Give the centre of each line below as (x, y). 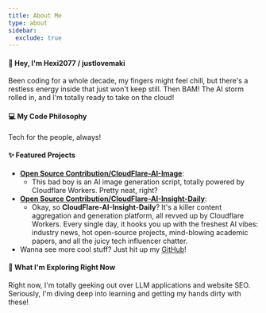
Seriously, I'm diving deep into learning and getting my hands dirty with (125, 294)
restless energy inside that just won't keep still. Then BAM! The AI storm (126, 89)
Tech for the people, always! (55, 137)
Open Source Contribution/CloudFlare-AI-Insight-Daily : (113, 199)
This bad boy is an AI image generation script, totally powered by (138, 182)
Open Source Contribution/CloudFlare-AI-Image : (102, 173)
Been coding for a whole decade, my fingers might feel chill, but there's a (128, 81)
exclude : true (39, 38)
